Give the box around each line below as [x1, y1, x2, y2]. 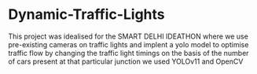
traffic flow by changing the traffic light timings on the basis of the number [8, 48, 249, 57]
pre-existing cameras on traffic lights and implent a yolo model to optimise [8, 39, 249, 49]
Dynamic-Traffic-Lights [8, 6, 165, 24]
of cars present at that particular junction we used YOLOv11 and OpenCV [8, 57, 244, 66]
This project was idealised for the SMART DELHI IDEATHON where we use [8, 31, 249, 41]
